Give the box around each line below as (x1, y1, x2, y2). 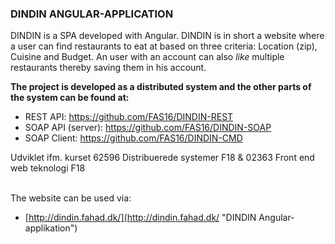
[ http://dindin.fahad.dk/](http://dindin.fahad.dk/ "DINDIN (24, 212, 257, 224)
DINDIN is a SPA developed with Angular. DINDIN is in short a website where (10, 30, 325, 42)
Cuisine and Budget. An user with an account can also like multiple (10, 51, 285, 63)
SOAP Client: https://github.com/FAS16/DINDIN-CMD (24, 132, 243, 144)
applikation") (24, 222, 78, 234)
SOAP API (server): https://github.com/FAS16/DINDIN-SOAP (24, 122, 272, 134)
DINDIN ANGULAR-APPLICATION (10, 7, 174, 21)
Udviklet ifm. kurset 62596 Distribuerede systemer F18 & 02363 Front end (10, 152, 315, 164)
